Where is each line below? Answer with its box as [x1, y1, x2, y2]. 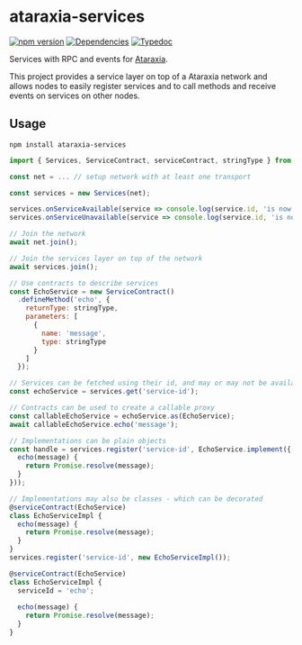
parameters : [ [25, 313, 78, 322]
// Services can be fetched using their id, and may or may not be [9, 378, 268, 388]
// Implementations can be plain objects [9, 436, 167, 445]
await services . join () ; [9, 262, 99, 271]
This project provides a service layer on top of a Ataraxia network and [9, 70, 268, 82]
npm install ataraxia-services [9, 140, 127, 150]
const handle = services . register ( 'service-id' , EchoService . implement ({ [9, 444, 292, 454]
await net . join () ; [9, 238, 78, 247]
